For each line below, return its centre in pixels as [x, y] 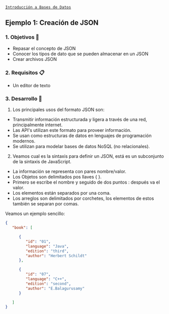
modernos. [24, 141]
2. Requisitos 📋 [25, 73]
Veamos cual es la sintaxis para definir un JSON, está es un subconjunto [88, 156]
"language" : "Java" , [47, 246]
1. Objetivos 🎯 [22, 37]
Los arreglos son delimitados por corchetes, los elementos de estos [83, 198]
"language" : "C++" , [46, 279]
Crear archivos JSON [35, 59]
